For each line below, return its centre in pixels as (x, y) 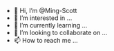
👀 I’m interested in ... (43, 18)
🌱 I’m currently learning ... (50, 25)
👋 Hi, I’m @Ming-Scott (45, 11)
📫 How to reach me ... (46, 40)
